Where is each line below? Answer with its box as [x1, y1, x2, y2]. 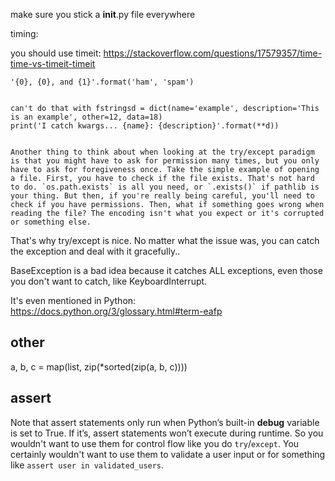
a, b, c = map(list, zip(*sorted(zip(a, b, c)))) [10, 360, 188, 373]
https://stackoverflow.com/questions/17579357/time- [103, 47, 323, 59]
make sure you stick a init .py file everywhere [10, 9, 196, 20]
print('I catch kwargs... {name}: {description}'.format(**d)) [10, 121, 280, 131]
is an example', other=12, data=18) [10, 112, 163, 122]
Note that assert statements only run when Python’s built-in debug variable [10, 416, 320, 428]
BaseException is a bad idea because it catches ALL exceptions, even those [10, 265, 323, 276]
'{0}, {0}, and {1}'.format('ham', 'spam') [10, 77, 195, 87]
